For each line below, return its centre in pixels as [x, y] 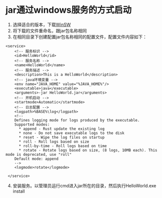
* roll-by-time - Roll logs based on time [63, 146]
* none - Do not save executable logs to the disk [71, 133]
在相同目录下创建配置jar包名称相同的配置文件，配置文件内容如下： [80, 37]
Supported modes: [32, 124]
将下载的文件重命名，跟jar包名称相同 [50, 30]
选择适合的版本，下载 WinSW [42, 25]
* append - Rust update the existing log [62, 129]
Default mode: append [36, 159]
